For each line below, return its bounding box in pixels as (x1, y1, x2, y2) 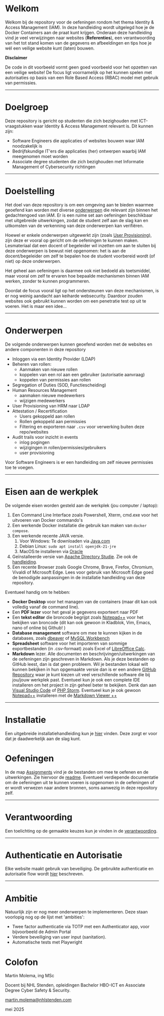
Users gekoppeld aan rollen (19, 413, 75, 419)
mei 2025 (5, 1006, 24, 1013)
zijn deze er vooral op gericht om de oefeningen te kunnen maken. (5, 237, 139, 243)
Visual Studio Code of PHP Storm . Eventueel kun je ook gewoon (12, 687, 141, 693)
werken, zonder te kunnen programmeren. (5, 278, 90, 284)
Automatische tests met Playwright (12, 940, 82, 945)
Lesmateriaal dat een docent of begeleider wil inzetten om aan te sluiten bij (5, 242, 156, 248)
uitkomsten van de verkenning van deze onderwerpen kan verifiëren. (5, 223, 144, 229)
